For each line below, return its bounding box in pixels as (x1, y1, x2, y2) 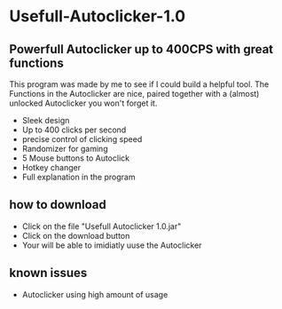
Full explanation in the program (21, 171, 136, 182)
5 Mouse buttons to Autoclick (21, 153, 130, 163)
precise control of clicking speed (21, 134, 143, 144)
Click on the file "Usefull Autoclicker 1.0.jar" (21, 220, 182, 232)
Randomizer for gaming (21, 144, 108, 154)
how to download (9, 197, 106, 212)
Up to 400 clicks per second (21, 124, 127, 135)
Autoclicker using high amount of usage (21, 289, 168, 299)
